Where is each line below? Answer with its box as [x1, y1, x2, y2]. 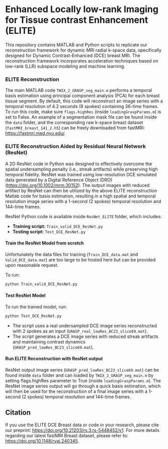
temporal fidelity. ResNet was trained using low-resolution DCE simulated [5, 171, 157, 177]
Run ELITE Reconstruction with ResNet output [5, 356, 103, 362]
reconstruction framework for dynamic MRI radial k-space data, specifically [5, 47, 162, 53]
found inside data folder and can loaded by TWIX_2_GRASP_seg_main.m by [5, 372, 154, 378]
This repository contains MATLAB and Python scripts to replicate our [5, 41, 147, 47]
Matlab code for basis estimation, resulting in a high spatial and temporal [5, 193, 156, 199]
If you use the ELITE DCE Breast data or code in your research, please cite [5, 422, 159, 428]
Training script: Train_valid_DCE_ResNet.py [12, 223, 103, 229]
